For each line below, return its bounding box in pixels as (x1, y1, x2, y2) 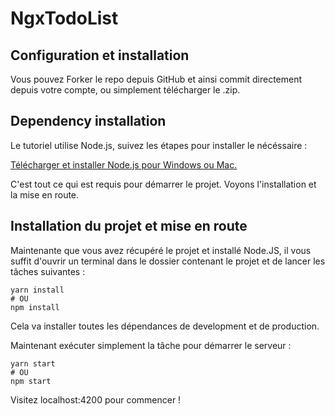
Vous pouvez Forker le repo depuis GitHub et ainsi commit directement (10, 73, 303, 85)
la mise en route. (10, 188, 80, 201)
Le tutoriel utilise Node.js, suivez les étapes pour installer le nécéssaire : (10, 139, 308, 151)
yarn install (10, 285, 65, 295)
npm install (10, 302, 60, 312)
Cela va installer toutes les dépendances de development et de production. (10, 320, 320, 332)
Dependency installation (10, 113, 167, 130)
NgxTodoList (10, 7, 119, 30)
